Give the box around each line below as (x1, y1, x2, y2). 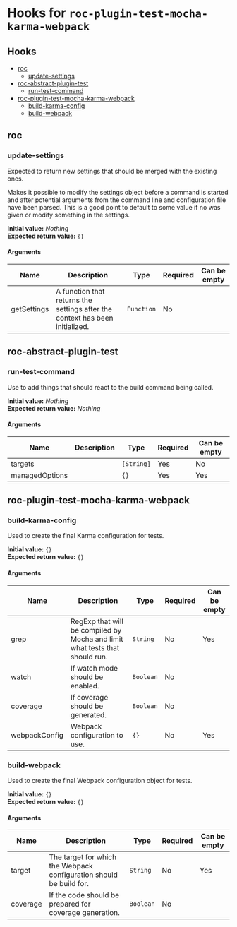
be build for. (49, 879, 90, 889)
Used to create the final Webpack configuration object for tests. (7, 776, 193, 784)
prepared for (49, 899, 91, 909)
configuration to (70, 730, 123, 740)
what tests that (70, 642, 120, 652)
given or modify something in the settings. (7, 210, 130, 219)
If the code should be (49, 890, 120, 900)
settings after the (56, 304, 113, 313)
